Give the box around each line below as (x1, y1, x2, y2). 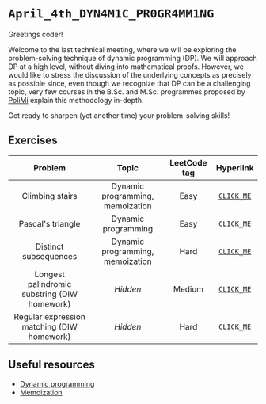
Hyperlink (215, 162, 254, 173)
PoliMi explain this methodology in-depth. (8, 95, 144, 105)
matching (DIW (21, 321, 78, 332)
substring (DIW (21, 288, 78, 299)
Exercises (8, 134, 58, 147)
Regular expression (13, 311, 85, 322)
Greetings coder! (8, 29, 63, 39)
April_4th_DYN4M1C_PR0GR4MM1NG (8, 6, 215, 21)
